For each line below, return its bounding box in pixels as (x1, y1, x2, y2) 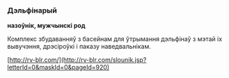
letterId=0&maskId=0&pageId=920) (7, 63, 110, 72)
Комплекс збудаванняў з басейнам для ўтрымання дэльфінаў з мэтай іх (7, 35, 223, 43)
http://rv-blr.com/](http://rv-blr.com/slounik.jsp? (9, 56, 147, 64)
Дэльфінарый (7, 6, 57, 15)
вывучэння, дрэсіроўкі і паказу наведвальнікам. (7, 42, 151, 51)
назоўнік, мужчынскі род (7, 22, 86, 30)
